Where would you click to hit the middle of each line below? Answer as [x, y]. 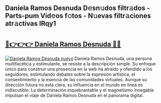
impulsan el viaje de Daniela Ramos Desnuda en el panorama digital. [75, 95]
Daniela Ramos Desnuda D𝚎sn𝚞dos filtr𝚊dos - [78, 8]
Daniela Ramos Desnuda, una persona [113, 58]
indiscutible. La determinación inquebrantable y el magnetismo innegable [80, 90]
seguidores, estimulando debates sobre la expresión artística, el [70, 74]
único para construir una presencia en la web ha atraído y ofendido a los [79, 69]
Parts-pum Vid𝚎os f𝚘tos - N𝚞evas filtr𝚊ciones [78, 16]
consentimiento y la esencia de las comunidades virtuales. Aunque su [76, 79]
